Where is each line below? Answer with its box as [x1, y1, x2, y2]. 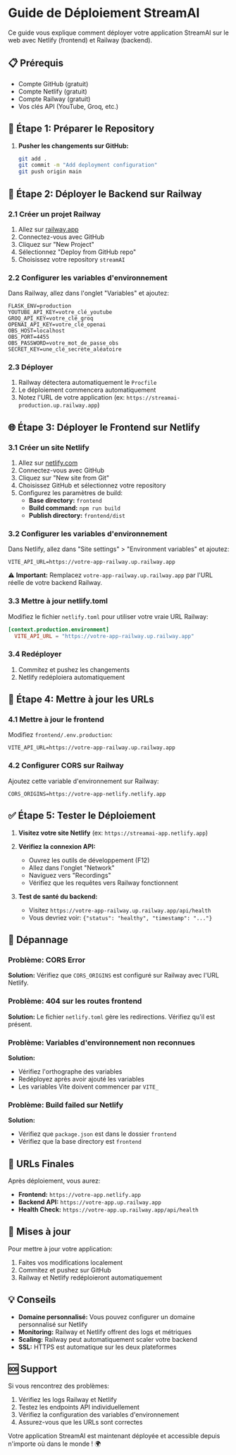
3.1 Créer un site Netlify [8, 442, 90, 452]
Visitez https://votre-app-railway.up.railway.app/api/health [28, 905, 211, 914]
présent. [8, 1020, 32, 1028]
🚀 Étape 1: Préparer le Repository [8, 122, 154, 135]
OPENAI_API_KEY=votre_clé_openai [8, 321, 106, 328]
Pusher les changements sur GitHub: [18, 141, 129, 150]
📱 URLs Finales [8, 1158, 75, 1170]
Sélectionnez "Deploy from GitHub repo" [18, 248, 137, 256]
